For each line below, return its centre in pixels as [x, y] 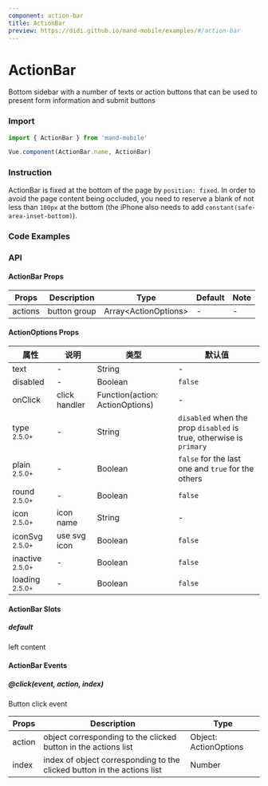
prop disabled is [209, 428]
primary [193, 446]
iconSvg [28, 536]
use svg [71, 535]
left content [27, 647]
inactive [27, 558]
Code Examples [39, 236]
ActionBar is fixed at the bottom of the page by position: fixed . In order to [132, 190]
